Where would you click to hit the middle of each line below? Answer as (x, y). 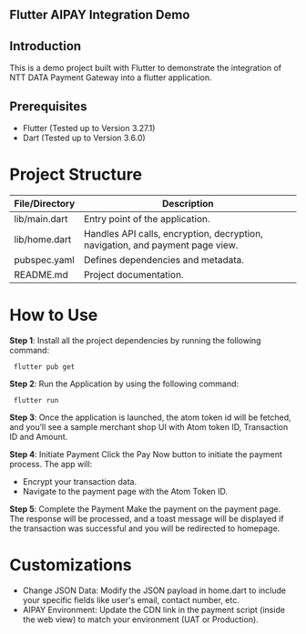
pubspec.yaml (44, 260)
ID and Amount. (39, 436)
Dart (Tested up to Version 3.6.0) (84, 138)
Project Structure (76, 174)
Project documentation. (133, 274)
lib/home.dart (43, 239)
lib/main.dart (41, 219)
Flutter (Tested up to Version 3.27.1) (89, 128)
